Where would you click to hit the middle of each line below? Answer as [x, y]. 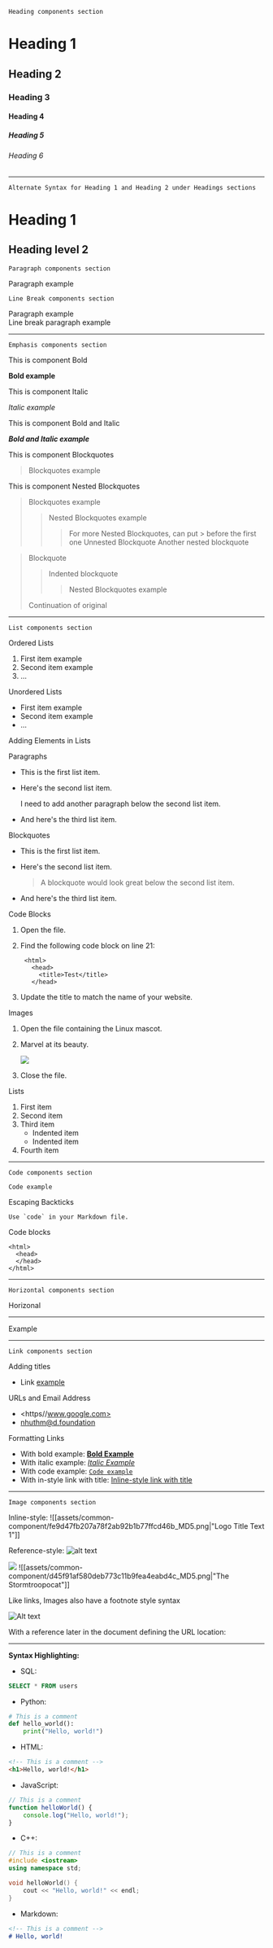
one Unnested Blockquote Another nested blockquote [159, 542]
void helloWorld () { [43, 1883]
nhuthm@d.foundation [58, 1422]
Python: [33, 1701]
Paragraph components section [60, 269]
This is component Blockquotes [61, 454]
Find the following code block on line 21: [87, 945]
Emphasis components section [58, 345]
